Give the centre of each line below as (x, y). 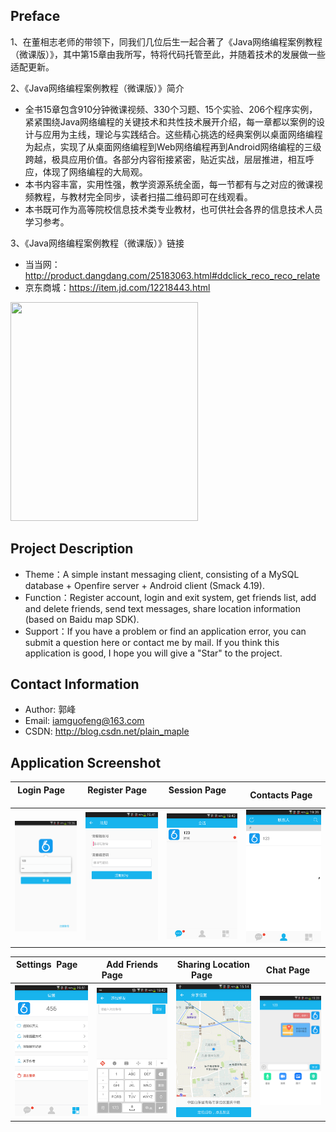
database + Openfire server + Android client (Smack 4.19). (144, 585)
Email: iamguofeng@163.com (84, 721)
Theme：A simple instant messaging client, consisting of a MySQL (162, 574)
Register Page (117, 790)
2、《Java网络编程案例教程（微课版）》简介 (97, 88)
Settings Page (46, 965)
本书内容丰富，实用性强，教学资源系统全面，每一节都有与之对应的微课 (169, 184)
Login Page (41, 790)
